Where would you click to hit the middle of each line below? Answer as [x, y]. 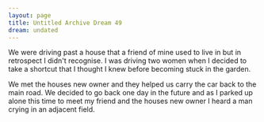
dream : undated [33, 30]
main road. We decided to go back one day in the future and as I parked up [131, 93]
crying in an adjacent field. [52, 109]
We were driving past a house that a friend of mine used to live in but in [125, 53]
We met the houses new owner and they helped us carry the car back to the [132, 84]
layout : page [30, 15]
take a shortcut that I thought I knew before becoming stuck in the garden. [130, 69]
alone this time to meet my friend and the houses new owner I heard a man [130, 101]
